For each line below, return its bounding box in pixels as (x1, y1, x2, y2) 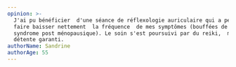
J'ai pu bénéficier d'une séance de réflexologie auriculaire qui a (13, 17, 221, 24)
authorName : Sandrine (7, 43, 71, 50)
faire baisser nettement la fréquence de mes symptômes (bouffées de (13, 23, 228, 30)
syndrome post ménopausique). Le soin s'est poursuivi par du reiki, (13, 29, 221, 37)
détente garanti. (13, 36, 65, 43)
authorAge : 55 (7, 50, 49, 57)
